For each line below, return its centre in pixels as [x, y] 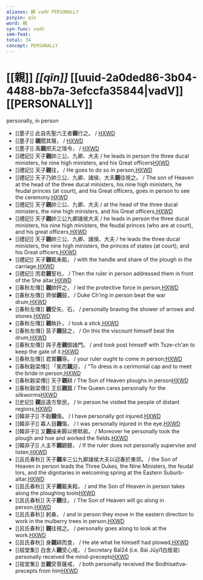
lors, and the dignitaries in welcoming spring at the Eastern [88, 472]
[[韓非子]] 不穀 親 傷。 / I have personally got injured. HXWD [88, 416]
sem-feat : [19, 35]
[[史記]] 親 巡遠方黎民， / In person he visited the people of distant [97, 402]
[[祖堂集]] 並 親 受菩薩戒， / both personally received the [85, 564]
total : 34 [19, 40]
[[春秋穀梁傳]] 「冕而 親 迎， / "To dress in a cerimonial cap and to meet [103, 366]
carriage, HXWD [35, 266]
